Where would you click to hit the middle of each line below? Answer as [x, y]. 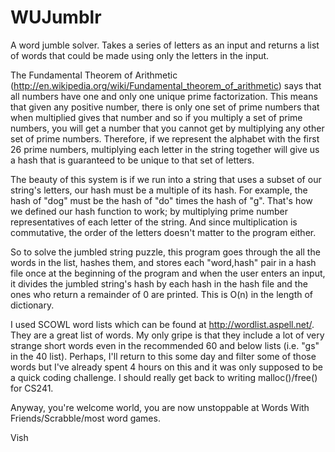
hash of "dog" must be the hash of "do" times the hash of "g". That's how [161, 200]
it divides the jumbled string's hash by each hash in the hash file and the [159, 283]
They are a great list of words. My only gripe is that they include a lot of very [167, 335]
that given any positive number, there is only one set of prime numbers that [165, 107]
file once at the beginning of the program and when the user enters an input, [168, 273]
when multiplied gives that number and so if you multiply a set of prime [156, 117]
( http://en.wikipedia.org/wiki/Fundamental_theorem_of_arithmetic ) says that [166, 85]
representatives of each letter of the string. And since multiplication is [154, 222]
